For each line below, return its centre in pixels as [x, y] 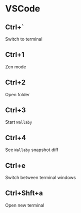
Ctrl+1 [15, 55]
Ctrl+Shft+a [24, 193]
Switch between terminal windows [40, 178]
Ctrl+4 [16, 138]
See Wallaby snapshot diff [32, 150]
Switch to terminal [24, 39]
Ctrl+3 [15, 110]
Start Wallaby [19, 122]
